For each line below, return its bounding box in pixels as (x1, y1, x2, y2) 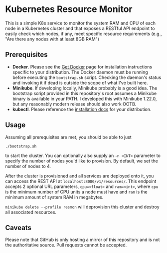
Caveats (5, 223, 31, 232)
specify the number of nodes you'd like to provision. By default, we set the (5, 157, 158, 163)
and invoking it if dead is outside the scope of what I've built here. (12, 79, 148, 85)
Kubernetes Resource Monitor (5, 3, 133, 15)
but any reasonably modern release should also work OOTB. (12, 101, 137, 107)
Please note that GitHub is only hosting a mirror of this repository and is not (5, 236, 160, 243)
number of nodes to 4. (5, 163, 51, 169)
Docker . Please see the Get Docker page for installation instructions (12, 63, 153, 69)
